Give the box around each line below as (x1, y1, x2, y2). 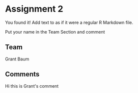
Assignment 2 (5, 3, 63, 15)
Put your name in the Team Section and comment (5, 29, 105, 35)
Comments (5, 70, 40, 78)
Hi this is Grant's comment (5, 83, 59, 89)
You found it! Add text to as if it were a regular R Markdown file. (5, 19, 134, 25)
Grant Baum (5, 56, 29, 62)
